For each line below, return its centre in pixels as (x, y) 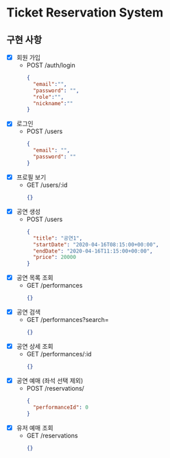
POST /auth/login (51, 65)
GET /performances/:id (59, 354)
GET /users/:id (47, 185)
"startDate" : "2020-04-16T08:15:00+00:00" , (96, 244)
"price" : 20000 (54, 257)
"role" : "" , (48, 97)
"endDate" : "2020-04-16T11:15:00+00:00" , (93, 251)
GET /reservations (52, 435)
